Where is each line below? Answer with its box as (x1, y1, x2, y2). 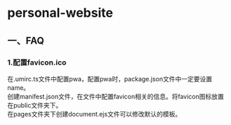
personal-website (7, 5, 114, 21)
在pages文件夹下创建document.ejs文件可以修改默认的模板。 (7, 110, 182, 118)
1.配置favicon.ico (7, 58, 67, 67)
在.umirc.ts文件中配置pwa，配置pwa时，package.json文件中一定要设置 (7, 74, 213, 83)
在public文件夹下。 (7, 100, 62, 110)
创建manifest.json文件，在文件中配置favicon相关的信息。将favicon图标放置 (7, 92, 225, 100)
